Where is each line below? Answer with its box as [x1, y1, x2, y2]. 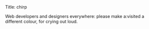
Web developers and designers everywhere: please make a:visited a [5, 14, 145, 19]
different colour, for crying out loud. [5, 19, 78, 24]
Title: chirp [5, 4, 27, 10]
